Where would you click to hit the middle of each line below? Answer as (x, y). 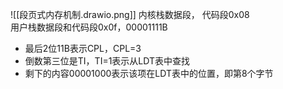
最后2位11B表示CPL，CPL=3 (83, 48)
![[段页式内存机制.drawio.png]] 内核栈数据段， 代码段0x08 (130, 14)
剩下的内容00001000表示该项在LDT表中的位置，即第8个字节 (149, 73)
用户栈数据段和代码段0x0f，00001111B (89, 27)
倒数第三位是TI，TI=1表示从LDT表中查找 (107, 61)
